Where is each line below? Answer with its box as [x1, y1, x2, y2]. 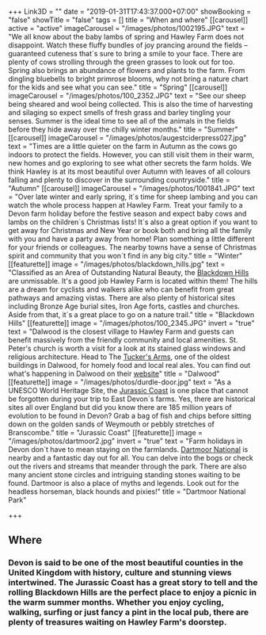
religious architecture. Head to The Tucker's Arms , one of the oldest [8, 352, 230, 361]
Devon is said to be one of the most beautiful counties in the [8, 557, 244, 568]
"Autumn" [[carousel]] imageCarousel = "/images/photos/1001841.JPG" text [8, 184, 255, 193]
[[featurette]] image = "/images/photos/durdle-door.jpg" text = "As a [8, 377, 232, 387]
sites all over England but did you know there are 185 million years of [8, 403, 232, 411]
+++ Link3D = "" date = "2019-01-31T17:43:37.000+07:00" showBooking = [8, 7, 252, 16]
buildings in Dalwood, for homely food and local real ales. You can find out [8, 361, 251, 369]
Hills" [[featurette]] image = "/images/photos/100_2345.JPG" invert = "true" [8, 319, 255, 327]
